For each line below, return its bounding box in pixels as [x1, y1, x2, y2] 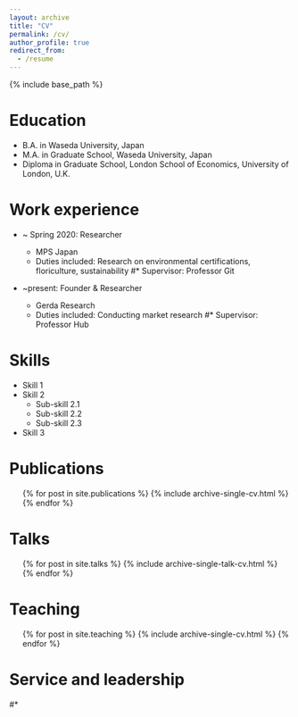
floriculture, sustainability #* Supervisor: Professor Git [35, 265, 235, 276]
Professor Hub [35, 319, 89, 329]
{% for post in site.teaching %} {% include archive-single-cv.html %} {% [21, 629, 290, 639]
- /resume [17, 54, 54, 63]
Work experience [9, 200, 140, 220]
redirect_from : [9, 46, 66, 55]
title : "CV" [9, 21, 54, 30]
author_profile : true [9, 38, 90, 47]
